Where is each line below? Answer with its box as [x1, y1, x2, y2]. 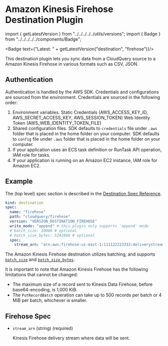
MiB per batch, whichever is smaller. [12, 297, 87, 303]
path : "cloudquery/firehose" [9, 214, 70, 219]
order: [5, 99, 18, 105]
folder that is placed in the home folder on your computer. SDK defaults [12, 131, 160, 137]
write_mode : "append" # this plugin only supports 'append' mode [9, 223, 149, 228]
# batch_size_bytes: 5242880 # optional [9, 233, 95, 238]
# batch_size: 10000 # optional [9, 228, 77, 233]
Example [5, 177, 33, 186]
